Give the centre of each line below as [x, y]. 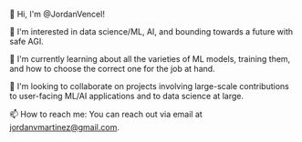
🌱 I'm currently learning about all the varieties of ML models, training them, [150, 59]
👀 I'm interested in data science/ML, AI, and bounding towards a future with [151, 31]
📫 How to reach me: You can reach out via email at [106, 114]
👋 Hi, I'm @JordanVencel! [57, 14]
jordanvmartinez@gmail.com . [65, 127]
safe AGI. [26, 41]
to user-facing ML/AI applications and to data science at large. [127, 96]
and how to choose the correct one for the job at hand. [113, 69]
